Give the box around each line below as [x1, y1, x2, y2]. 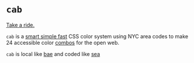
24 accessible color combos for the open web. [6, 39, 120, 46]
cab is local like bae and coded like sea [6, 50, 100, 57]
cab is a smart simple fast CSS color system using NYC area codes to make [6, 32, 189, 39]
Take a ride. [6, 21, 35, 28]
